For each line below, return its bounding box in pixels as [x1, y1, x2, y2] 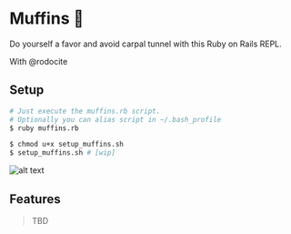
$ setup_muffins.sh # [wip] [9, 148, 116, 158]
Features [9, 191, 61, 207]
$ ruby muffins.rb [9, 123, 79, 133]
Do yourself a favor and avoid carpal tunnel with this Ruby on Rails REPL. [9, 38, 282, 49]
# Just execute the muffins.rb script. [9, 107, 161, 116]
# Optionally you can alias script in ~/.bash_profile [9, 115, 222, 124]
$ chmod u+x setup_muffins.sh [9, 140, 125, 149]
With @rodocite [9, 56, 68, 66]
